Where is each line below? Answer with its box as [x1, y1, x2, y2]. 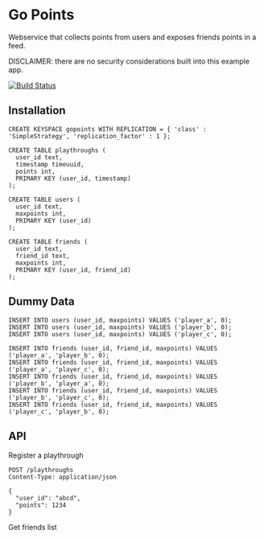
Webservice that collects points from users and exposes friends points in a [8, 32, 257, 42]
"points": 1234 [15, 501, 67, 510]
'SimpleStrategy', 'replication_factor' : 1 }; [8, 132, 171, 140]
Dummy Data [8, 295, 75, 309]
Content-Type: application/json [8, 473, 117, 482]
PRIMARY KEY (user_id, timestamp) [15, 175, 131, 183]
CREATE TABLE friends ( [8, 237, 89, 246]
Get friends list [8, 523, 58, 532]
